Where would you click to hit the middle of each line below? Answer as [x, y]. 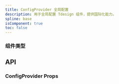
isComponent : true [24, 23]
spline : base [19, 19]
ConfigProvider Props [32, 76]
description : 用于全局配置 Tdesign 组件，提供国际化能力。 [61, 14]
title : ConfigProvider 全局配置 [37, 10]
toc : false [16, 28]
